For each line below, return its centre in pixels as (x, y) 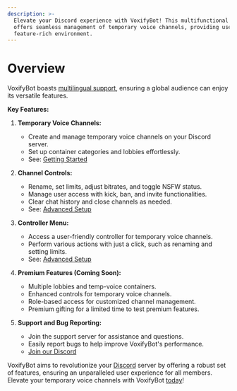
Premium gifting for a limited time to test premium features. (114, 309)
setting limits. (47, 252)
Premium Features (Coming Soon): (69, 273)
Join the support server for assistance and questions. (106, 337)
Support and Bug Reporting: (60, 323)
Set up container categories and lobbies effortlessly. (104, 152)
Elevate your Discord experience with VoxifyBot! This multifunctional (121, 21)
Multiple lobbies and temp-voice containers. (92, 286)
